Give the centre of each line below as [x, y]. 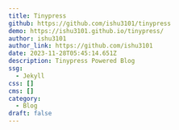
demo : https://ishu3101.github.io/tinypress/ [86, 31]
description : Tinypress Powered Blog [72, 61]
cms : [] [21, 91]
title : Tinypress [37, 16]
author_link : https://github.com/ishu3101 [81, 46]
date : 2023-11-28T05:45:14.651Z [62, 53]
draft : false [30, 114]
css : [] [21, 83]
